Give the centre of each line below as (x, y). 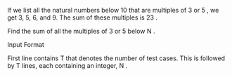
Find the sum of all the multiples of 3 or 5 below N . (81, 31)
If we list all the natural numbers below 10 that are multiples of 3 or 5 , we (113, 10)
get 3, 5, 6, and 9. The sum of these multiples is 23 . (83, 17)
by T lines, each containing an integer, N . (67, 65)
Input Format (26, 44)
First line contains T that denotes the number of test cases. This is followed (116, 58)
